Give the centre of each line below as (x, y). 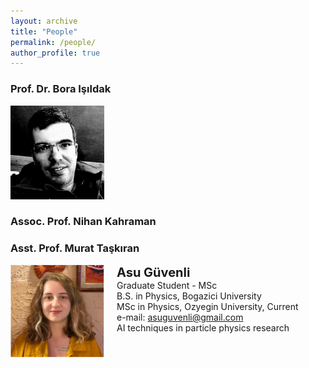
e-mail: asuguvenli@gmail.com (180, 317)
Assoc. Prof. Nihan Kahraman (83, 222)
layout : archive (44, 21)
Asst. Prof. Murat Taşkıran (75, 248)
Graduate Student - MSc (167, 285)
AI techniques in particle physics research (203, 327)
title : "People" (44, 31)
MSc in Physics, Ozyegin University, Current (207, 306)
